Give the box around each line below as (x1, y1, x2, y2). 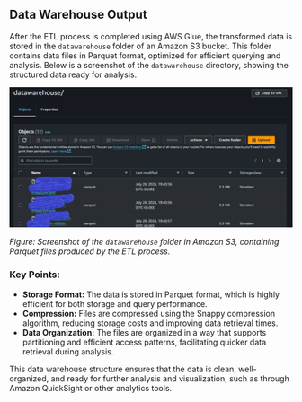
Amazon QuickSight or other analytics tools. (9, 382, 173, 393)
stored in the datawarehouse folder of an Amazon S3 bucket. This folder (9, 40, 272, 51)
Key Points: (9, 268, 60, 281)
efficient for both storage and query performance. (22, 298, 209, 309)
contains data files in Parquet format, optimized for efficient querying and (9, 49, 281, 61)
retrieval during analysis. (22, 345, 114, 357)
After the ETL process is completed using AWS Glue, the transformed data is (9, 31, 293, 41)
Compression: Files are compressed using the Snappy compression (22, 308, 276, 319)
